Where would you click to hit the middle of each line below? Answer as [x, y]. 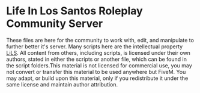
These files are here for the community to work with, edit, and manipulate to [100, 40]
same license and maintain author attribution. [62, 84]
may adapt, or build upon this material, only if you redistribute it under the [97, 78]
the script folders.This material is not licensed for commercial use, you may [99, 65]
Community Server [55, 24]
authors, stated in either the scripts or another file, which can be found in [97, 59]
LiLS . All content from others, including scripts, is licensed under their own [98, 52]
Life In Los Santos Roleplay [74, 11]
